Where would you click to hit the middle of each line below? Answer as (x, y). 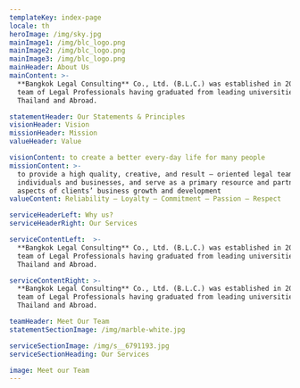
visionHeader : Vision (50, 125)
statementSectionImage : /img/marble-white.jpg (97, 330)
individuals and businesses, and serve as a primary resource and (143, 182)
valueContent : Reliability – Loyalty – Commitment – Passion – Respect (145, 199)
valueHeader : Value (46, 142)
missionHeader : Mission (54, 133)
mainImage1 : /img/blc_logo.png (67, 42)
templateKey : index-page (55, 17)
